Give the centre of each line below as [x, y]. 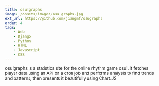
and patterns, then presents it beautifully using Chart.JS [61, 78]
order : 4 [14, 23]
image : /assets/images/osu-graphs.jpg [44, 14]
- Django [22, 37]
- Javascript [27, 50]
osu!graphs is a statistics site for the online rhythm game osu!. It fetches [77, 68]
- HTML [20, 45]
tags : [10, 28]
